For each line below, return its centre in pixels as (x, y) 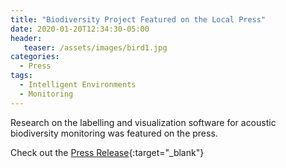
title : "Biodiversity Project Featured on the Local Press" (138, 19)
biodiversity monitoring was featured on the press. (114, 133)
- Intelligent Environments (78, 85)
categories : (35, 57)
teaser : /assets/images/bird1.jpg (95, 47)
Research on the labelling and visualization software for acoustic (143, 122)
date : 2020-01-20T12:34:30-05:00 (80, 29)
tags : (21, 76)
